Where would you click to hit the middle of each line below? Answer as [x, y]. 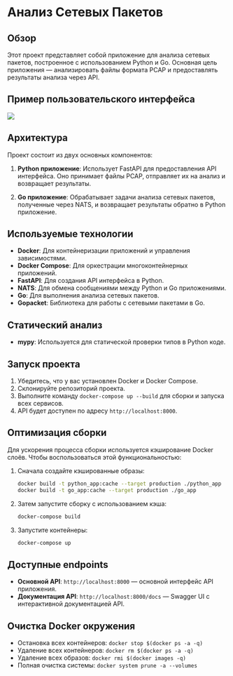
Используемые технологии [70, 234]
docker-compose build [49, 517]
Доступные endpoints [58, 565]
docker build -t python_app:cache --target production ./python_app [119, 484]
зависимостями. [42, 258]
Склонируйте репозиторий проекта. [71, 389]
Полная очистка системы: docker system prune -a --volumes [107, 665]
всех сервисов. [41, 404]
